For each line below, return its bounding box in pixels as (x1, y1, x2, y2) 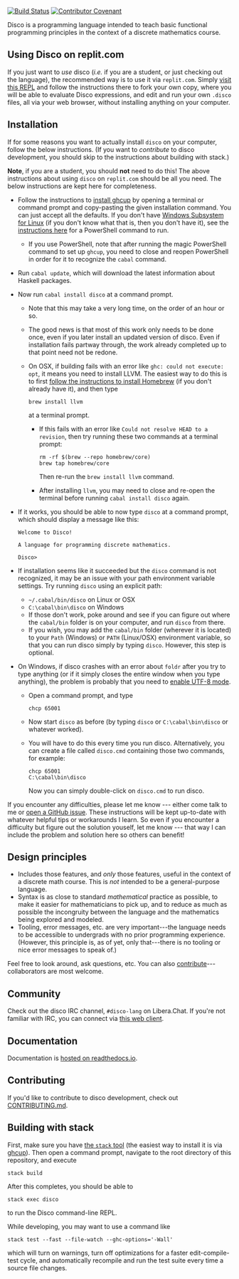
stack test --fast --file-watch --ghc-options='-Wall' (7, 1236, 174, 1243)
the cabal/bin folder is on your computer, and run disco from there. (28, 617, 225, 627)
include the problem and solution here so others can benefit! (7, 831, 185, 839)
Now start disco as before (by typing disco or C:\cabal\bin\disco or (28, 717, 229, 726)
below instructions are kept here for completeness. (7, 182, 157, 190)
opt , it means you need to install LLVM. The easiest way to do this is (28, 369, 228, 378)
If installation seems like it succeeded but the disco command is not (17, 566, 217, 575)
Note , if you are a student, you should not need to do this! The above (7, 166, 210, 175)
